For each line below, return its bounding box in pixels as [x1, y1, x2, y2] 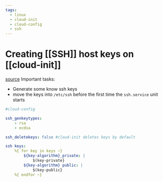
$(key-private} [32, 158, 65, 163]
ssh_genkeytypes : [5, 116, 42, 121]
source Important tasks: [5, 76, 55, 82]
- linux [10, 12, 26, 17]
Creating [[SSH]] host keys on [5, 48, 134, 60]
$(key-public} [32, 167, 63, 172]
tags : [5, 7, 17, 13]
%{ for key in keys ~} [14, 148, 63, 153]
